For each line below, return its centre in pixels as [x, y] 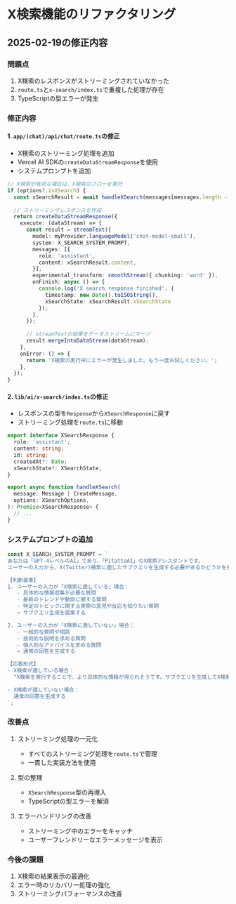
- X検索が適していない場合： [43, 690]
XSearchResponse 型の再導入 [67, 792]
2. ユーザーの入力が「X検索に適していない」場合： [71, 625]
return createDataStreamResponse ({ [66, 217]
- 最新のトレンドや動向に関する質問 [62, 600]
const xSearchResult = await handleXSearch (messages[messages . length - [121, 197]
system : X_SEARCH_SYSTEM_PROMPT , [81, 243]
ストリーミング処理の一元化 [58, 738]
